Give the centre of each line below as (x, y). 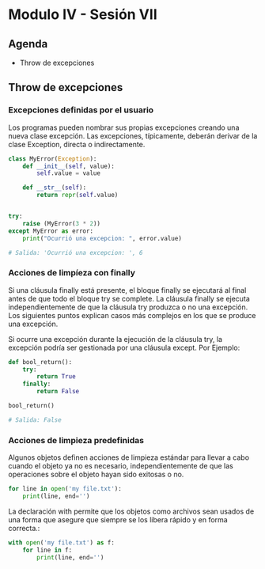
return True (57, 377)
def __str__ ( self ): (55, 188)
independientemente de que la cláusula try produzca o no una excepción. (128, 307)
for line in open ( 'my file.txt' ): (65, 489)
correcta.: (24, 528)
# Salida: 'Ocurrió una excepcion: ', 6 (76, 252)
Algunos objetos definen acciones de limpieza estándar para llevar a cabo (129, 457)
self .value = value (69, 173)
